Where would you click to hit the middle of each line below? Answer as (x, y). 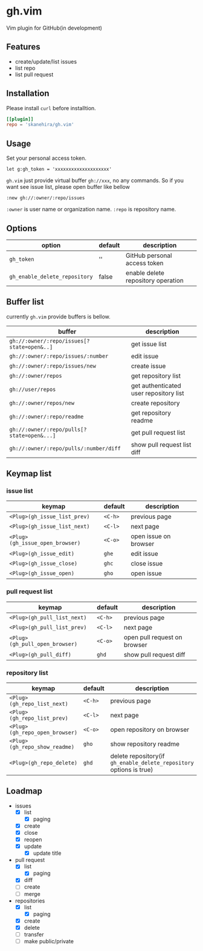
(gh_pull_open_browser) (43, 644)
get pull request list (158, 432)
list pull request (34, 74)
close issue (147, 564)
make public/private (49, 941)
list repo (25, 68)
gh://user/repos (33, 389)
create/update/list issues (46, 61)
